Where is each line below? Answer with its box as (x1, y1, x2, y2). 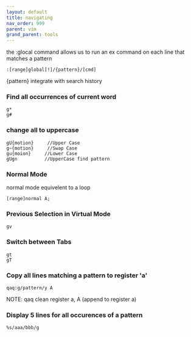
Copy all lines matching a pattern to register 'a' (6, 271, 148, 280)
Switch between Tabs (6, 237, 72, 246)
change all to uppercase (6, 126, 79, 134)
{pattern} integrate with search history (6, 78, 102, 85)
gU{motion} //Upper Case (6, 140, 80, 146)
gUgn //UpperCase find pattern (6, 156, 111, 162)
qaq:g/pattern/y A (6, 284, 53, 291)
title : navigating (6, 15, 53, 21)
